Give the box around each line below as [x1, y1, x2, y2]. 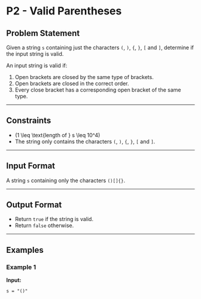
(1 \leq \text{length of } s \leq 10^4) [14, 131, 100, 138]
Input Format [6, 161, 56, 171]
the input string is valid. [6, 50, 64, 58]
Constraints [6, 116, 51, 126]
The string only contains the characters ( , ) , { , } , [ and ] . [14, 138, 156, 145]
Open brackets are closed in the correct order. [14, 80, 130, 87]
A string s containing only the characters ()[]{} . [6, 177, 126, 184]
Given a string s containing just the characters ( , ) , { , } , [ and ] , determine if [6, 44, 194, 51]
